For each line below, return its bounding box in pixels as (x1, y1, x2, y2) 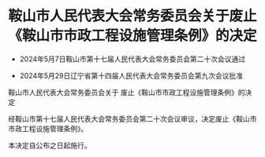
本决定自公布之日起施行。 (8, 141, 91, 150)
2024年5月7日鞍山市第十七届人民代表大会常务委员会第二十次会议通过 (19, 54, 246, 64)
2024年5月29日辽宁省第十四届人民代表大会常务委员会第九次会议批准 (19, 71, 244, 80)
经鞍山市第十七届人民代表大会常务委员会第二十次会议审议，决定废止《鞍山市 (8, 114, 257, 123)
